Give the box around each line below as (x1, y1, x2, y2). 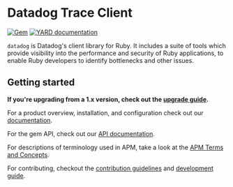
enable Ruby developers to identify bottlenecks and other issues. (7, 56, 194, 64)
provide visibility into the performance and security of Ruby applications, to (7, 49, 224, 57)
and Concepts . (7, 150, 50, 158)
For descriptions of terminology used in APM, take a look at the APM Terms (7, 143, 224, 151)
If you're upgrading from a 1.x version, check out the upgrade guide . (7, 95, 209, 103)
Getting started (7, 77, 75, 89)
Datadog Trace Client (7, 5, 133, 21)
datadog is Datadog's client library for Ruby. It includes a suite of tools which (7, 41, 227, 50)
